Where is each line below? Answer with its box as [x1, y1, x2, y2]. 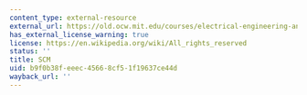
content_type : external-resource [9, 13, 137, 23]
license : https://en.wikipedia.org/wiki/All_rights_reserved [9, 38, 248, 48]
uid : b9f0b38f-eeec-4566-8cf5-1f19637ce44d [9, 64, 178, 73]
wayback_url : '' [9, 72, 71, 81]
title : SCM [9, 55, 51, 64]
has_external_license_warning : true [9, 30, 149, 39]
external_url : [9, 22, 64, 31]
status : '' [9, 47, 51, 56]
